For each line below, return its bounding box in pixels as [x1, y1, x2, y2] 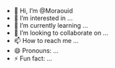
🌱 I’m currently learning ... [13, 22, 89, 29]
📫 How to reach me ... [13, 37, 79, 44]
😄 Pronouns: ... [13, 46, 59, 55]
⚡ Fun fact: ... [13, 54, 52, 62]
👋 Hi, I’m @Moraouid [13, 7, 73, 15]
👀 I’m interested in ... [13, 14, 73, 22]
